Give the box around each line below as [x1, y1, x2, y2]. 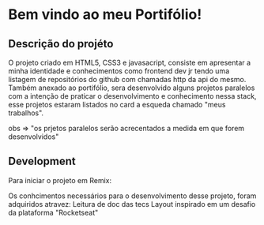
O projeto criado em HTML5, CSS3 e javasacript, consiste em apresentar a [8, 58, 251, 67]
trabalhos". [8, 108, 44, 118]
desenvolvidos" [8, 132, 59, 141]
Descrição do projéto [8, 37, 114, 51]
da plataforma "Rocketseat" [8, 208, 99, 217]
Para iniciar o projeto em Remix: [8, 175, 112, 185]
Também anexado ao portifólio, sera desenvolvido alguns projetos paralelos [8, 83, 255, 92]
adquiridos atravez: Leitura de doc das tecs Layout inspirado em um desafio [8, 199, 256, 208]
